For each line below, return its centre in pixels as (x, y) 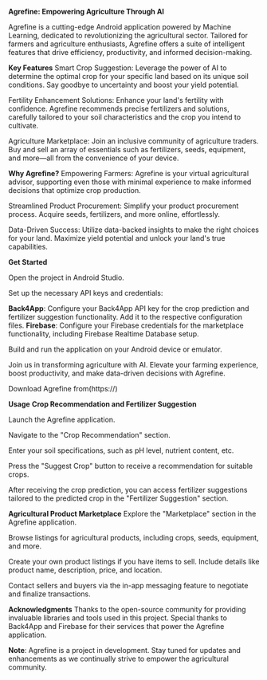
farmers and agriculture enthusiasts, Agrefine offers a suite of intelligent (127, 44)
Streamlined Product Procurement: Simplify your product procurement (124, 206)
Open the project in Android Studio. (67, 277)
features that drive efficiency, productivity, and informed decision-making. (130, 52)
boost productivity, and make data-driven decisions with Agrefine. (117, 373)
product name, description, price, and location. (85, 570)
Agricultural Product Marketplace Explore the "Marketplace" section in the (132, 514)
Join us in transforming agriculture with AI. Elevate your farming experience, (133, 365)
